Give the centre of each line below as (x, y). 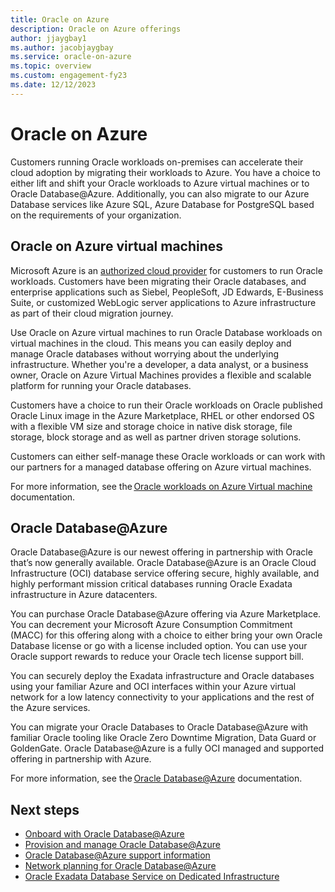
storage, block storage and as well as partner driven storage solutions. (156, 437)
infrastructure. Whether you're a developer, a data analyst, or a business (159, 364)
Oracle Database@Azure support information (117, 855)
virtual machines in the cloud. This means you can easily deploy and (151, 343)
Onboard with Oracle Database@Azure (104, 834)
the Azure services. (50, 708)
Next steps (45, 809)
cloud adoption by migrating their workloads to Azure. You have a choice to (165, 172)
